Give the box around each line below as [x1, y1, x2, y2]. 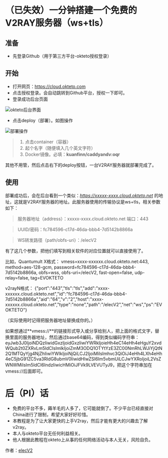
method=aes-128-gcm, [5, 264, 53, 270]
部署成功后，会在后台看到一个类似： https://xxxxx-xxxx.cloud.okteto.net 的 [5, 192, 159, 199]
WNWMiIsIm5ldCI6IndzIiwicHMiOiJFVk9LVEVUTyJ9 [5, 361, 113, 368]
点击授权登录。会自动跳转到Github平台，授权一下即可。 [12, 89, 128, 96]
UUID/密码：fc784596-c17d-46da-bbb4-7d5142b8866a [17, 226, 133, 232]
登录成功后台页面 [12, 96, 48, 102]
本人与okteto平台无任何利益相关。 [12, 430, 83, 436]
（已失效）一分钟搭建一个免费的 [5, 5, 137, 16]
